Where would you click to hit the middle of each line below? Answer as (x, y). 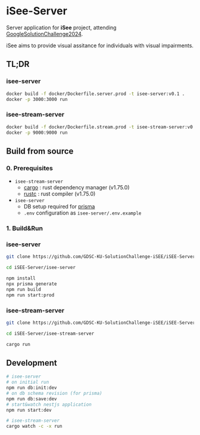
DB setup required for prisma (59, 207)
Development (32, 363)
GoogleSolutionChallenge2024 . (45, 33)
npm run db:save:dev (32, 399)
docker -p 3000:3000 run (37, 99)
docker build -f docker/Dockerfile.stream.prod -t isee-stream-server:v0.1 (102, 127)
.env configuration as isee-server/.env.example (82, 213)
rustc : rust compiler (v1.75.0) (60, 194)
